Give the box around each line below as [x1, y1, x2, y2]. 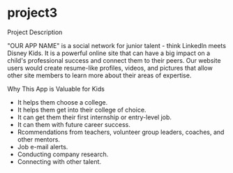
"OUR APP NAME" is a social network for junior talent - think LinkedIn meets [7, 41, 227, 50]
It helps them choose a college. [17, 98, 108, 106]
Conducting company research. [17, 150, 109, 158]
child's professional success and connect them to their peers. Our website [7, 56, 221, 64]
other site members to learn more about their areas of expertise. [7, 71, 192, 80]
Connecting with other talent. [17, 157, 102, 165]
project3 [7, 5, 58, 21]
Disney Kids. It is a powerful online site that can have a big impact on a [7, 49, 211, 57]
